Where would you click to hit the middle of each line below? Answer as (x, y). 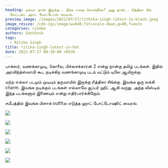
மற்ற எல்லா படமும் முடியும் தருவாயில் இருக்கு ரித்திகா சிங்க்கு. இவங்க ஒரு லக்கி (80, 82)
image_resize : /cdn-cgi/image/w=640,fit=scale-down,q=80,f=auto (74, 24)
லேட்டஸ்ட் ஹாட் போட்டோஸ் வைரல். (42, 15)
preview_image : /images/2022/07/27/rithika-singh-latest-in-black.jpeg (81, 19)
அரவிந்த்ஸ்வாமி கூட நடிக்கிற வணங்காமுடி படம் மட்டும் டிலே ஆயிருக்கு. (73, 72)
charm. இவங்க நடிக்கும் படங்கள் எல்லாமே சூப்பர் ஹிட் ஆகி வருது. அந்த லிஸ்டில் (83, 87)
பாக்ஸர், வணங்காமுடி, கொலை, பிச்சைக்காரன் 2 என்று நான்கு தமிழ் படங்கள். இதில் (84, 66)
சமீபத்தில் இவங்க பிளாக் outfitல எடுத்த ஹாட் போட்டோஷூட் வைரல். (71, 103)
